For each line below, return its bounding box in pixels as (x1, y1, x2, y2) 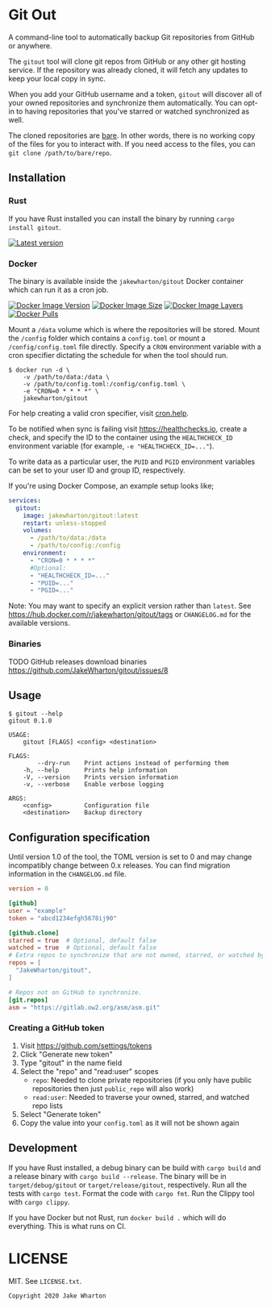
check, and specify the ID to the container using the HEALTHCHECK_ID (8, 432, 233, 442)
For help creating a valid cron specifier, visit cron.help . (8, 408, 190, 418)
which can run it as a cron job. (8, 285, 109, 294)
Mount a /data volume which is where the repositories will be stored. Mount (8, 324, 261, 334)
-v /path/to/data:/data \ (23, 373, 110, 381)
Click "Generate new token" (19, 1049, 113, 1059)
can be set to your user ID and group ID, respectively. (8, 465, 186, 475)
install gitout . (8, 222, 62, 231)
